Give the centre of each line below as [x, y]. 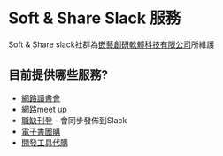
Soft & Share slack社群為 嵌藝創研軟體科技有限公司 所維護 [111, 44]
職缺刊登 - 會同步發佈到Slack [74, 120]
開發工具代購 [44, 142]
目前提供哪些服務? [58, 75]
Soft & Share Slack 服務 [95, 18]
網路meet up [44, 109]
